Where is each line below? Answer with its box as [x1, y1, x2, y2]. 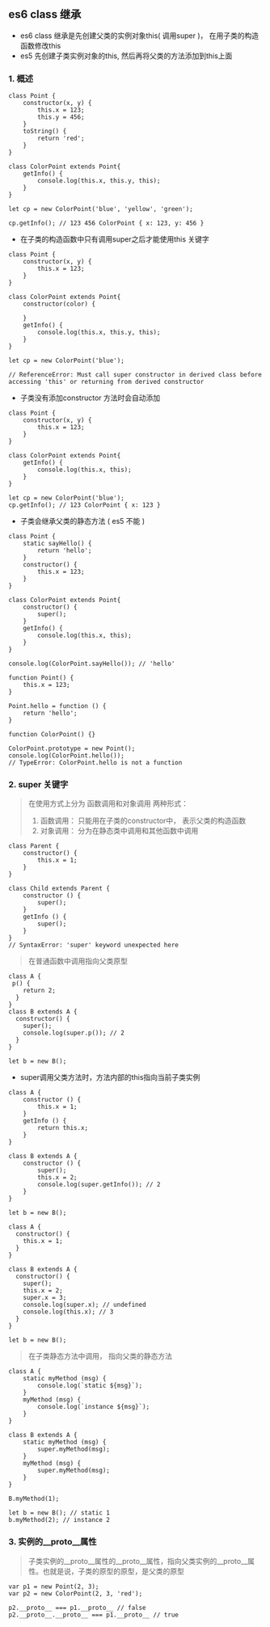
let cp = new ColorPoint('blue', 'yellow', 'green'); [8, 205, 194, 213]
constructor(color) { [23, 300, 95, 309]
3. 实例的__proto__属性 [8, 1536, 97, 1548]
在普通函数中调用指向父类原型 [27, 956, 128, 966]
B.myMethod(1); [8, 1494, 60, 1503]
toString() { [23, 128, 67, 136]
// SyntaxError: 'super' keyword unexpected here [8, 941, 179, 950]
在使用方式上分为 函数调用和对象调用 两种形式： [27, 799, 188, 808]
